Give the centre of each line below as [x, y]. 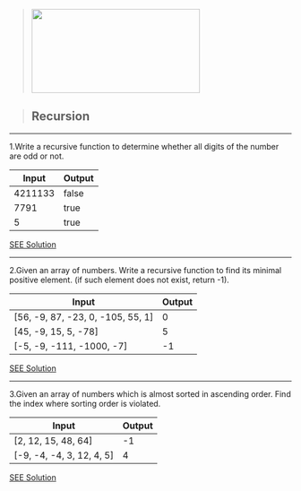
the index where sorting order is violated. [85, 403]
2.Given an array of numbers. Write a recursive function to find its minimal [146, 270]
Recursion [60, 116]
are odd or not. [37, 156]
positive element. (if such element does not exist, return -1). [120, 280]
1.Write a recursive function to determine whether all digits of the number [144, 146]
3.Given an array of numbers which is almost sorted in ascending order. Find [150, 393]
